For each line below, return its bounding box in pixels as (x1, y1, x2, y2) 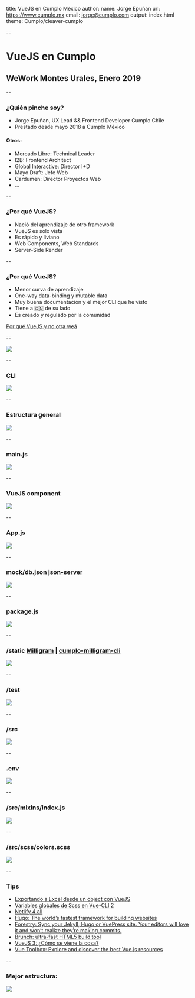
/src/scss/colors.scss (6, 843, 71, 851)
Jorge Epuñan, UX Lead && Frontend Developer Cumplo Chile (14, 117, 164, 124)
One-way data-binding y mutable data (14, 292, 108, 299)
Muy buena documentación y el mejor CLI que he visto (14, 299, 148, 306)
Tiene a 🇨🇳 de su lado (14, 304, 71, 312)
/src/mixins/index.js (6, 803, 65, 812)
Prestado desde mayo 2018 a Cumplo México (14, 124, 125, 131)
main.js (6, 450, 28, 458)
